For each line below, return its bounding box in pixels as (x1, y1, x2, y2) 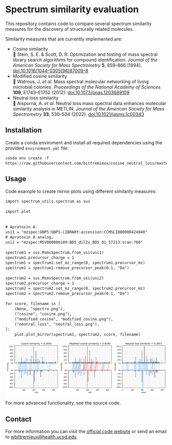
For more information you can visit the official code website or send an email (5, 429, 167, 435)
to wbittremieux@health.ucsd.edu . (5, 434, 78, 440)
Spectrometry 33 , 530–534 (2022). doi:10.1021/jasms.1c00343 (12, 111, 144, 117)
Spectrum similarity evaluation (5, 4, 139, 15)
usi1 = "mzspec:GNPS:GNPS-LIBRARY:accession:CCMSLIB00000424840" (5, 229, 147, 235)
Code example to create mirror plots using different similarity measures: (5, 188, 157, 194)
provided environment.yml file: (5, 145, 69, 151)
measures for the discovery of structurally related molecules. (5, 26, 134, 32)
